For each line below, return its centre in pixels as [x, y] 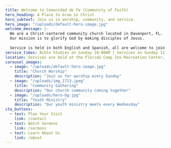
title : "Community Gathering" [47, 85]
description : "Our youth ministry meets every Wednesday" [77, 105]
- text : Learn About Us [35, 133]
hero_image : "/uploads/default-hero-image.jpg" [57, 24]
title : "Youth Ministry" [41, 100]
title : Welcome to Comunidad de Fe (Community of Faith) [67, 10]
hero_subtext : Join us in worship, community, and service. [70, 19]
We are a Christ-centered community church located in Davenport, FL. [86, 34]
